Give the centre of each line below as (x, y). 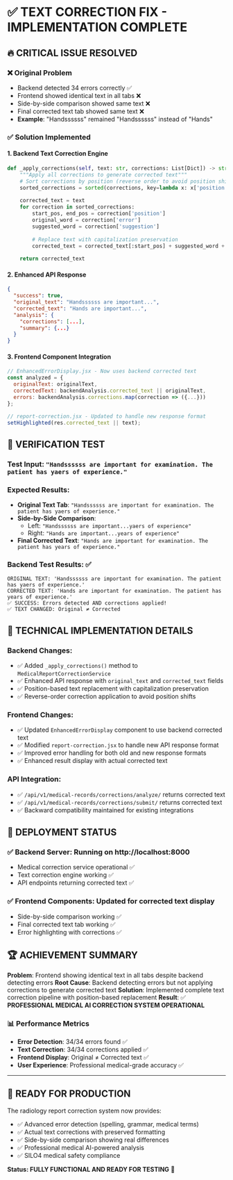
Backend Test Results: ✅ (50, 564)
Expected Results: (38, 489)
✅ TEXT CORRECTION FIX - (87, 12)
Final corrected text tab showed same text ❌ (80, 111)
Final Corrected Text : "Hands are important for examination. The (113, 541)
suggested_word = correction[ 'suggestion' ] (96, 227)
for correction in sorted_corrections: (77, 207)
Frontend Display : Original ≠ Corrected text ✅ (83, 1057)
